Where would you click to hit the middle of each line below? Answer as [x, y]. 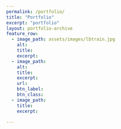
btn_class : [30, 95]
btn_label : [30, 89]
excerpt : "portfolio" [33, 23]
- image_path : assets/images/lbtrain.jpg [63, 39]
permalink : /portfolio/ [36, 12]
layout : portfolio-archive [39, 28]
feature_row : [22, 34]
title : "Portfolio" [30, 17]
